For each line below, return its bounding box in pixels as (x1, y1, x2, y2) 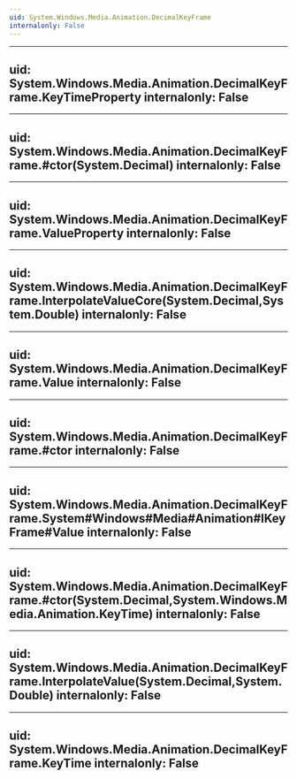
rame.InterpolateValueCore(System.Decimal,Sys (9, 294, 285, 309)
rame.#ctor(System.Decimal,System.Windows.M (9, 592, 287, 607)
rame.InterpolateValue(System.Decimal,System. (9, 674, 283, 690)
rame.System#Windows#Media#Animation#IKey (9, 510, 286, 526)
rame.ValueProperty (9, 225, 125, 241)
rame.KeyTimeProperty (9, 89, 141, 104)
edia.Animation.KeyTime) (9, 607, 154, 622)
